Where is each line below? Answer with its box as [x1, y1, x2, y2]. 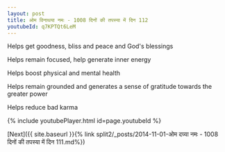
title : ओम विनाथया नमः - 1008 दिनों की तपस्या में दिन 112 [7, 17, 149, 24]
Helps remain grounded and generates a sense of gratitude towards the [7, 83, 212, 91]
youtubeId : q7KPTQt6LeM [7, 23, 76, 30]
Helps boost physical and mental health [7, 69, 120, 77]
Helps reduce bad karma [7, 103, 78, 112]
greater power [7, 90, 48, 98]
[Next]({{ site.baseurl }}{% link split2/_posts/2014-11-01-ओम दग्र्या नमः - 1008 [7, 130, 219, 139]
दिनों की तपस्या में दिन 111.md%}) [7, 138, 85, 146]
